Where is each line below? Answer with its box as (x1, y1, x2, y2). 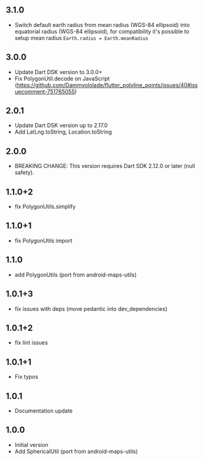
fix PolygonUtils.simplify (14, 203, 76, 210)
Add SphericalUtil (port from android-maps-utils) (14, 448, 138, 455)
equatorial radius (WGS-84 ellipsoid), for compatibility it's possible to (14, 28, 189, 35)
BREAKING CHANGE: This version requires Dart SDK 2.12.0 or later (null (14, 162, 195, 170)
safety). (14, 169, 34, 177)
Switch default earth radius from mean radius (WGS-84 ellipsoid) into (14, 21, 191, 28)
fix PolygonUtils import (14, 237, 73, 244)
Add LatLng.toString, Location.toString (14, 128, 112, 135)
